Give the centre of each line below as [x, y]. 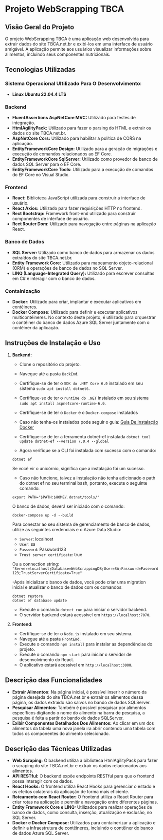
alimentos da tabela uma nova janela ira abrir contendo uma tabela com [84, 728]
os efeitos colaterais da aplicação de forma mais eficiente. [71, 792]
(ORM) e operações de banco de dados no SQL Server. [67, 268]
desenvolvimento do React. [47, 659]
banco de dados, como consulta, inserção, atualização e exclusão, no [82, 813]
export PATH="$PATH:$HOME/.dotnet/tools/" [56, 497]
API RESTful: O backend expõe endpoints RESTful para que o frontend [83, 776]
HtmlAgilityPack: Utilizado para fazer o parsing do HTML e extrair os [82, 128]
